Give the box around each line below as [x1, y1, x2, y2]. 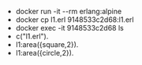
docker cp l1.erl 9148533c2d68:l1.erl [15, 15, 134, 24]
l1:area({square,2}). [15, 40, 79, 49]
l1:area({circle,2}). [15, 49, 74, 57]
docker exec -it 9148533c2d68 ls [15, 23, 124, 32]
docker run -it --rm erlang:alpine [15, 7, 122, 16]
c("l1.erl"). [15, 31, 49, 41]
